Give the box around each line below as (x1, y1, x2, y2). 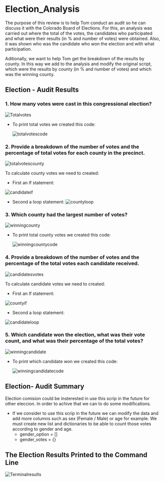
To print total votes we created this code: (12, 121, 96, 127)
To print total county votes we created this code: (12, 232, 111, 238)
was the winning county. (5, 71, 55, 77)
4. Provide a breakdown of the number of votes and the (5, 254, 139, 261)
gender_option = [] (19, 431, 58, 437)
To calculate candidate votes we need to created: (5, 281, 105, 287)
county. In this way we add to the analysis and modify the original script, (5, 61, 152, 67)
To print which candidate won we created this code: (12, 358, 118, 364)
